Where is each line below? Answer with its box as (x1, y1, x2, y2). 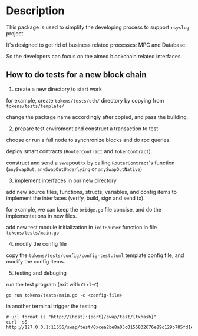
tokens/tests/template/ (6, 103, 65, 109)
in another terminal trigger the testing (6, 302, 97, 309)
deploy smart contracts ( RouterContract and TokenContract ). (6, 147, 153, 154)
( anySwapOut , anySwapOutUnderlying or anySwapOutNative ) (6, 165, 143, 172)
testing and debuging (14, 269, 67, 276)
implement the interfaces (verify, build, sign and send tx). (6, 195, 146, 202)
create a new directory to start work (14, 85, 102, 93)
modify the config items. (6, 258, 66, 265)
